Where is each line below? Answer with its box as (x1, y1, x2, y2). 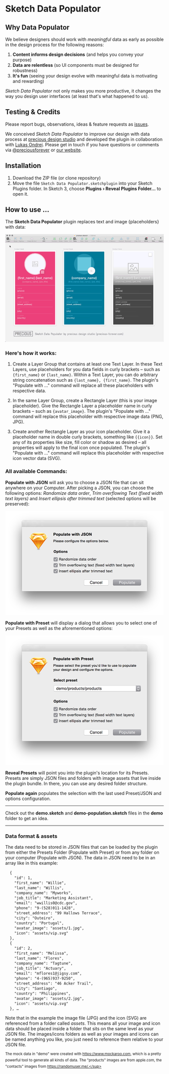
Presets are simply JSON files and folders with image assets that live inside (5, 775, 161, 781)
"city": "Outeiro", (14, 916, 55, 921)
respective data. (12, 388, 46, 394)
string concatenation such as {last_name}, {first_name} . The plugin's (12, 377, 158, 383)
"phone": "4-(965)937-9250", (14, 976, 75, 981)
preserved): (5, 501, 30, 507)
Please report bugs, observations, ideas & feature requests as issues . (5, 121, 149, 127)
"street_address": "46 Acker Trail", (14, 981, 94, 986)
